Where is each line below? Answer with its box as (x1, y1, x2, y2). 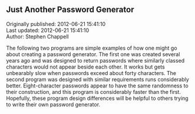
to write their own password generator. (6, 100, 101, 108)
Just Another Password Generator (6, 5, 134, 15)
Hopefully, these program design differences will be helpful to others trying (6, 95, 189, 102)
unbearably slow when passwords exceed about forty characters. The (6, 69, 177, 76)
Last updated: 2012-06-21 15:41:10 (6, 27, 90, 34)
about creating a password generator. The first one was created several (6, 50, 180, 58)
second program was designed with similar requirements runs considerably (6, 76, 190, 83)
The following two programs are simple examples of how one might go (6, 44, 178, 51)
